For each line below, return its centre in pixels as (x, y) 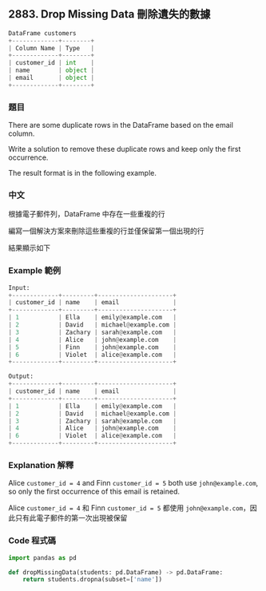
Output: (21, 377)
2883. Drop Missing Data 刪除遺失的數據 (109, 14)
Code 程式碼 (32, 541)
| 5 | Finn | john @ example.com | (93, 347)
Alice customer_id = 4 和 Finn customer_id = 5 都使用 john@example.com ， (129, 508)
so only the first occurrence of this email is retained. (94, 492)
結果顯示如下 (29, 248)
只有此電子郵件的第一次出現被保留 (71, 518)
